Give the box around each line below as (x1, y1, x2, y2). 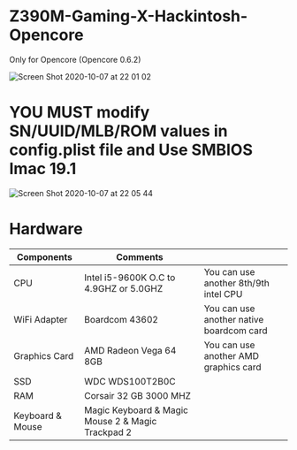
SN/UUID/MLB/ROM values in (9, 121, 228, 141)
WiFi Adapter (13, 313, 68, 325)
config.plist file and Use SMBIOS (9, 140, 254, 160)
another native (203, 313, 264, 325)
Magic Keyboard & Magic (83, 404, 188, 416)
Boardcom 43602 (83, 313, 159, 325)
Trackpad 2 (83, 426, 133, 439)
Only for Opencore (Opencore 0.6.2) (9, 54, 141, 65)
